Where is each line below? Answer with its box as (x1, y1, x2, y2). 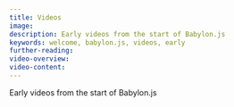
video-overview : (9, 54, 70, 63)
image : (9, 21, 34, 30)
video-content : (9, 63, 66, 72)
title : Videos (9, 12, 63, 22)
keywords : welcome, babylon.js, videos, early (9, 37, 186, 47)
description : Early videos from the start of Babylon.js (9, 29, 226, 38)
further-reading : (9, 46, 74, 55)
